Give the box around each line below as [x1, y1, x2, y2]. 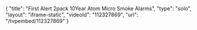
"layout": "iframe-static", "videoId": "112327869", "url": [5, 11, 139, 18]
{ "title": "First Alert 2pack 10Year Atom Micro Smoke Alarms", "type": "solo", [5, 5, 192, 12]
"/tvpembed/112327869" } [5, 18, 69, 24]
